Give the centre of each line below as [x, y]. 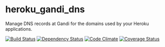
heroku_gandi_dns [45, 9]
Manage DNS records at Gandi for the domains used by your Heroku [77, 24]
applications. [19, 29]
